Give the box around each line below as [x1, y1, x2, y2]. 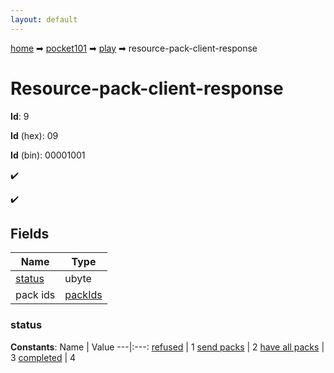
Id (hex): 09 [10, 129, 59, 141]
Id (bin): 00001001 [10, 149, 86, 161]
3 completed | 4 [10, 351, 77, 363]
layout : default [10, 14, 78, 25]
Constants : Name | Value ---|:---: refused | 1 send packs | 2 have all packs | [10, 341, 325, 353]
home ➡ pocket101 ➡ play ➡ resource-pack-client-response [10, 42, 258, 54]
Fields [10, 225, 50, 242]
